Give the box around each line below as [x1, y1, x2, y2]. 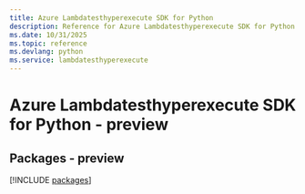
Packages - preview [9, 150, 125, 166]
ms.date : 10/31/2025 [9, 30, 88, 39]
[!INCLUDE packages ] [9, 175, 92, 185]
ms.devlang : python [9, 47, 84, 56]
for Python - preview [9, 115, 168, 135]
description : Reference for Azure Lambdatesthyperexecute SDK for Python [9, 22, 296, 31]
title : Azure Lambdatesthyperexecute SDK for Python [9, 13, 214, 23]
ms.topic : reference [9, 38, 88, 48]
